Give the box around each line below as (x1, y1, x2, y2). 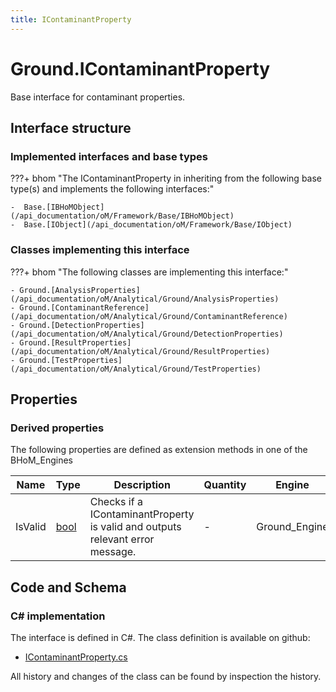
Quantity (203, 478, 247, 492)
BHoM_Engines (10, 454, 73, 466)
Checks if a (89, 495, 143, 509)
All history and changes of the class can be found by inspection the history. (10, 670, 322, 682)
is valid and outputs (89, 520, 182, 534)
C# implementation (10, 609, 106, 623)
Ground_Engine (256, 520, 329, 534)
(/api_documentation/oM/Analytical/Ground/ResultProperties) (10, 346, 271, 356)
